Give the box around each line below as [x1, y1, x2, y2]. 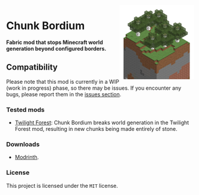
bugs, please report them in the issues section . [6, 90, 122, 97]
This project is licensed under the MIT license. [6, 182, 118, 189]
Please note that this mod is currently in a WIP [6, 78, 119, 85]
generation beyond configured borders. [6, 45, 107, 52]
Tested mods [6, 105, 45, 114]
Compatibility [6, 62, 58, 73]
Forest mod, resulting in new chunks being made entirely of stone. [14, 125, 178, 133]
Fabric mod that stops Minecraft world [6, 39, 103, 46]
